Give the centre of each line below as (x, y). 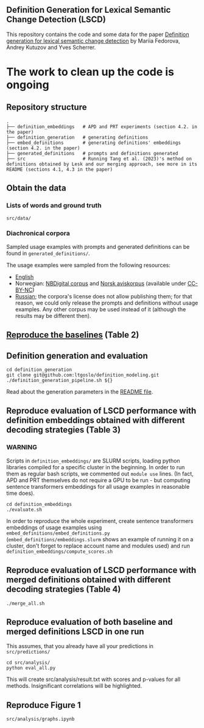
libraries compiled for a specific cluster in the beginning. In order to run (96, 467)
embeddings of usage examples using (54, 527)
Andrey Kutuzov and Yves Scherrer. (51, 47)
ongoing (28, 85)
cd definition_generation (39, 370)
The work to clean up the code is (90, 72)
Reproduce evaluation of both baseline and (90, 622)
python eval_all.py (31, 668)
